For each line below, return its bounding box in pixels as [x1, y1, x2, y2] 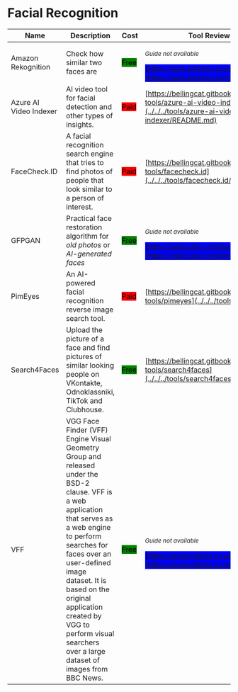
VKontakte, [66, 378, 103, 387]
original [66, 593, 91, 603]
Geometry [66, 443, 100, 453]
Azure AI [11, 97, 40, 107]
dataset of [66, 655, 101, 665]
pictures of [66, 351, 103, 361]
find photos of [66, 166, 113, 176]
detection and [66, 101, 112, 111]
